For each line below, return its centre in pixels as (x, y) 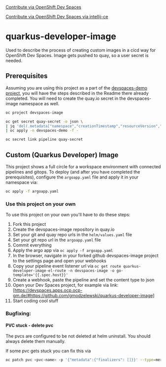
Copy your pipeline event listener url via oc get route (67, 266)
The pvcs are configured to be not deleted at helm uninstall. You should (78, 336)
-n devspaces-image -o (91, 271)
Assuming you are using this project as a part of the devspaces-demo (76, 88)
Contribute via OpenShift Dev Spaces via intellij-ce (57, 16)
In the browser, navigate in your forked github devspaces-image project (86, 256)
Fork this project (29, 224)
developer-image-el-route (39, 271)
